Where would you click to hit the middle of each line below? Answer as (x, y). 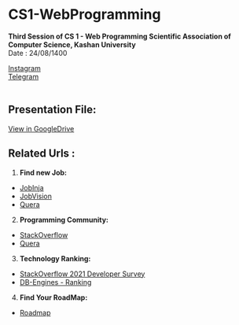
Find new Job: (43, 172)
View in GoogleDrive (41, 128)
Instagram (24, 68)
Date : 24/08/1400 (38, 53)
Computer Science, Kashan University (72, 44)
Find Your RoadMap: (53, 297)
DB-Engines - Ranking (55, 282)
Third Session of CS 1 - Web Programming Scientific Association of (120, 36)
